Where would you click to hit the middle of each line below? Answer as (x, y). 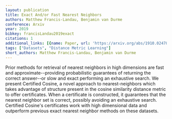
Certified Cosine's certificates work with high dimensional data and (76, 105)
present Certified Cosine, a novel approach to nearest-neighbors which (81, 84)
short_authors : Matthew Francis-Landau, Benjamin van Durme (71, 53)
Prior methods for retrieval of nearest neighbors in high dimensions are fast (85, 67)
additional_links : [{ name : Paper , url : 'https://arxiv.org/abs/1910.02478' (88, 43)
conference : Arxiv (25, 24)
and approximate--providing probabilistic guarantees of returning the (78, 73)
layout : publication (27, 10)
